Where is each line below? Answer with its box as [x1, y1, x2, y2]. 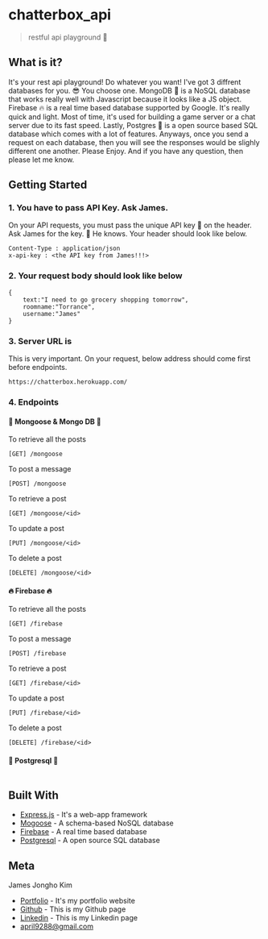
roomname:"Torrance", [23, 302, 95, 311]
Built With [8, 788, 59, 802]
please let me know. [8, 155, 75, 164]
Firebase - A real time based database [19, 827, 147, 837]
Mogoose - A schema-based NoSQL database [19, 818, 175, 828]
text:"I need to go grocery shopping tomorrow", [23, 296, 189, 304]
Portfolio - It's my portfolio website [19, 896, 135, 906]
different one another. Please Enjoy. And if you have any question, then [8, 146, 244, 156]
